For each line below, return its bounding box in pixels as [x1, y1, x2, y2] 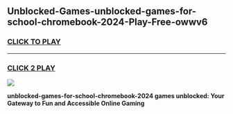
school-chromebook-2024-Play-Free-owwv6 [7, 17, 208, 28]
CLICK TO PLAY [7, 37, 61, 47]
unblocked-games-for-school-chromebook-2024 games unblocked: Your [7, 91, 225, 99]
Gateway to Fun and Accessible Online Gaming [7, 99, 145, 107]
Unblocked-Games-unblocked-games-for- [7, 6, 196, 17]
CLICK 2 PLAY [7, 63, 55, 73]
